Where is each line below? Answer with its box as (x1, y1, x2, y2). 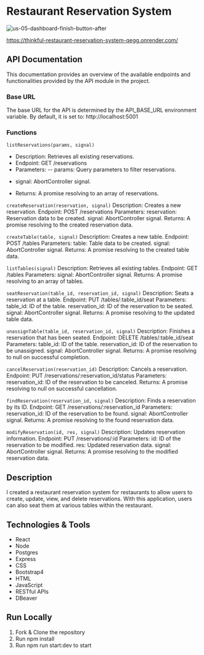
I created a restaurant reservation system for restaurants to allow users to (6, 489, 193, 496)
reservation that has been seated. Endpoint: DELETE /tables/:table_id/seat (6, 334, 194, 341)
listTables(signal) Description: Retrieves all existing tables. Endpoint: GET (6, 265, 198, 272)
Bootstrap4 (15, 568, 44, 575)
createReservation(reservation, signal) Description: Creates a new (6, 201, 181, 209)
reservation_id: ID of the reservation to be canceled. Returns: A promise (6, 379, 188, 386)
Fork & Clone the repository (15, 628, 85, 636)
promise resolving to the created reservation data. (6, 221, 133, 228)
